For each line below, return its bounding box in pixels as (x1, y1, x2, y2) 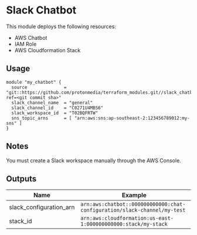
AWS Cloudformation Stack (14, 46, 81, 53)
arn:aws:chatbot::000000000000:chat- (80, 201, 186, 208)
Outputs (6, 173, 37, 183)
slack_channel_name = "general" (11, 100, 93, 105)
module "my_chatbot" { (6, 79, 62, 85)
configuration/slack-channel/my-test (80, 207, 186, 214)
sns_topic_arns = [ (11, 115, 72, 121)
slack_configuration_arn (9, 203, 75, 212)
